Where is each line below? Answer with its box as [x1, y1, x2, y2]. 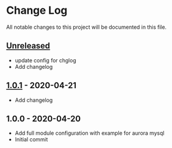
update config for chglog [14, 56, 76, 64]
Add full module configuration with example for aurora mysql [14, 129, 165, 137]
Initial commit [14, 136, 48, 143]
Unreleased [6, 41, 51, 51]
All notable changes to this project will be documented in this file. [6, 23, 167, 31]
